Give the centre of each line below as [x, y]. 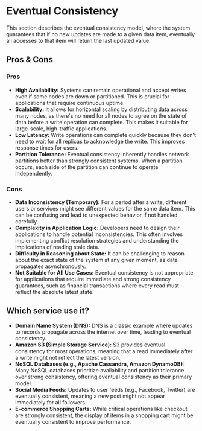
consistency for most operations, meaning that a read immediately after [104, 351]
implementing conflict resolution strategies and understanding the [97, 240]
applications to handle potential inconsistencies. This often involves [99, 234]
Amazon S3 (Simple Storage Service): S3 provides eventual [90, 345]
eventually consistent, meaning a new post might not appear [90, 396]
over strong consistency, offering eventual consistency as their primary [103, 377]
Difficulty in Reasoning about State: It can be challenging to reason [100, 253]
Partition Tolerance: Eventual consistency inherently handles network [102, 154]
